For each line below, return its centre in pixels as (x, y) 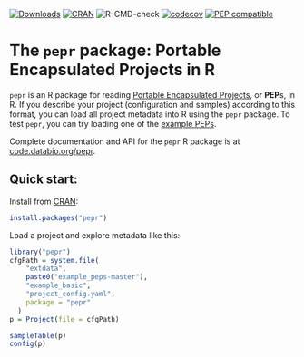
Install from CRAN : (44, 201)
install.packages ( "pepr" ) (58, 217)
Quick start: (44, 180)
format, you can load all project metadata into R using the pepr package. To (150, 114)
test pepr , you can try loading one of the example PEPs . (113, 123)
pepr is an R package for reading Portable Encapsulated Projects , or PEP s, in (152, 94)
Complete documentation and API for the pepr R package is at (125, 141)
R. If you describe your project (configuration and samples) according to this (152, 104)
